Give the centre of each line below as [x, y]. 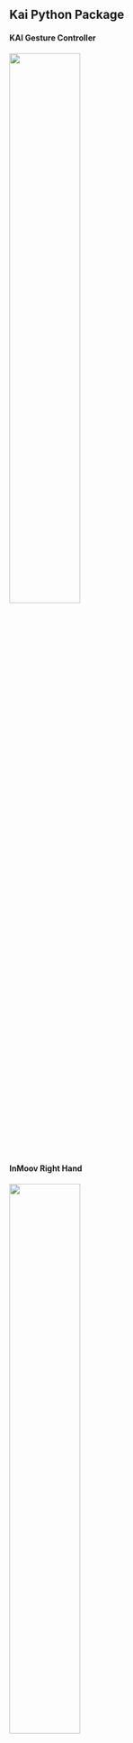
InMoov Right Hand [46, 1168]
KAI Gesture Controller [53, 37]
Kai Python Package [67, 15]
